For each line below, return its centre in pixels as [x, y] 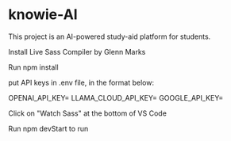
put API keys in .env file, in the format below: [81, 82]
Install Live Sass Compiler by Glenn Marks [77, 51]
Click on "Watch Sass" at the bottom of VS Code [87, 113]
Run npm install [33, 67]
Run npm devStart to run [48, 128]
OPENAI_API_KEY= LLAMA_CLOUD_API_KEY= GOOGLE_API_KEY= [116, 97]
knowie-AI [43, 15]
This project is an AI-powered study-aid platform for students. [110, 36]
